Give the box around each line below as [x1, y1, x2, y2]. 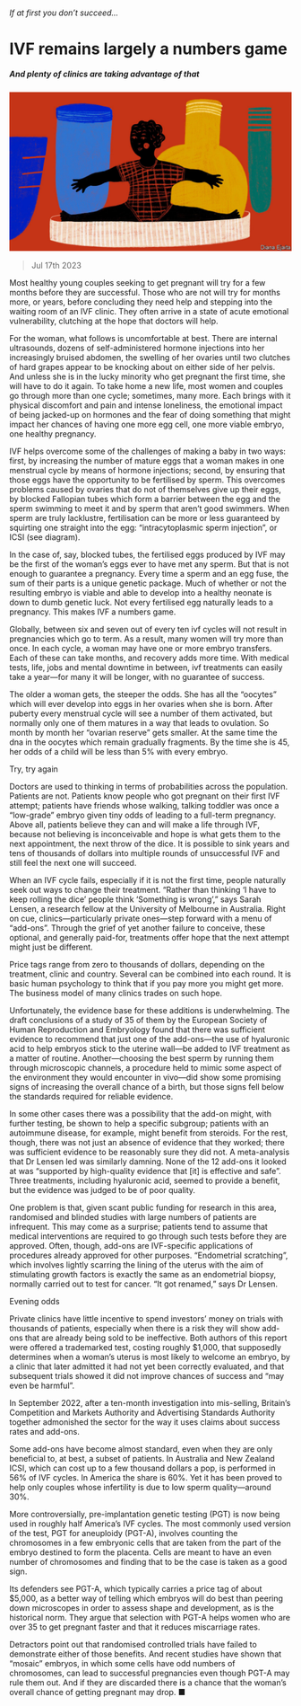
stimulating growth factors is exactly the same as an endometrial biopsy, [9, 1269, 276, 1280]
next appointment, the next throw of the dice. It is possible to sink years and [9, 838, 289, 849]
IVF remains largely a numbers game [9, 39, 288, 58]
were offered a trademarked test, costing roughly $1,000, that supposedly [9, 1342, 282, 1353]
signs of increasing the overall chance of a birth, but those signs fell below [9, 1082, 285, 1092]
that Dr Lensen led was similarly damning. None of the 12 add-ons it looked [9, 1156, 287, 1167]
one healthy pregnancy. [9, 429, 97, 439]
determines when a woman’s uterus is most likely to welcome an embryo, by [9, 1352, 291, 1363]
